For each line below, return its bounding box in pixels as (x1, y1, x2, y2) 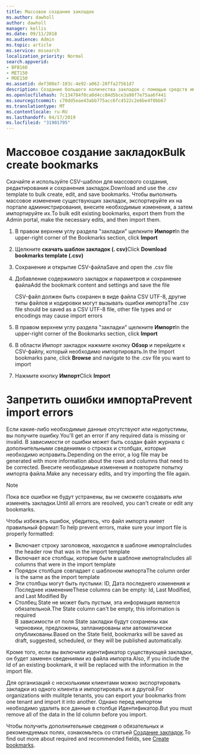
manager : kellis (6, 25, 46, 32)
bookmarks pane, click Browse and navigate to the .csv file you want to (14, 354, 190, 361)
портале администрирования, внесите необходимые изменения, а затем (6, 204, 193, 211)
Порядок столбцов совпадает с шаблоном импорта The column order (14, 567, 190, 574)
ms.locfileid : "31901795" (6, 120, 70, 126)
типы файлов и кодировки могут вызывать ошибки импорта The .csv (14, 299, 189, 306)
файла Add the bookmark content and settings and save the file (14, 281, 170, 289)
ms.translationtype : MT (6, 103, 65, 109)
